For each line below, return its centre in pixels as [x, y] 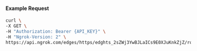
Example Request [27, 8]
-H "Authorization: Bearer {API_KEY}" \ [56, 31]
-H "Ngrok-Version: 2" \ [36, 37]
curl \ [14, 21]
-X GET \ [16, 26]
